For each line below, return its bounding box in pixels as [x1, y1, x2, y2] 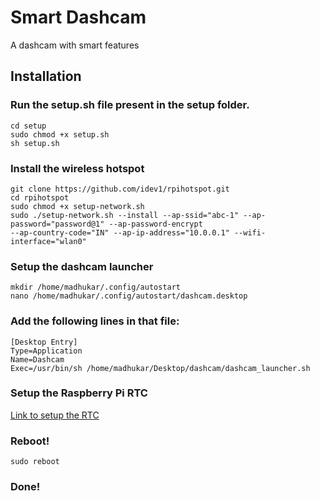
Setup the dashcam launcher [10, 259, 154, 273]
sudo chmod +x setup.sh [10, 129, 110, 140]
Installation [10, 68, 82, 85]
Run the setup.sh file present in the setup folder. [10, 98, 250, 112]
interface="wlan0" [10, 236, 87, 246]
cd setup [10, 121, 47, 131]
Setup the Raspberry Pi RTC [10, 386, 148, 400]
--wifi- [233, 227, 267, 238]
